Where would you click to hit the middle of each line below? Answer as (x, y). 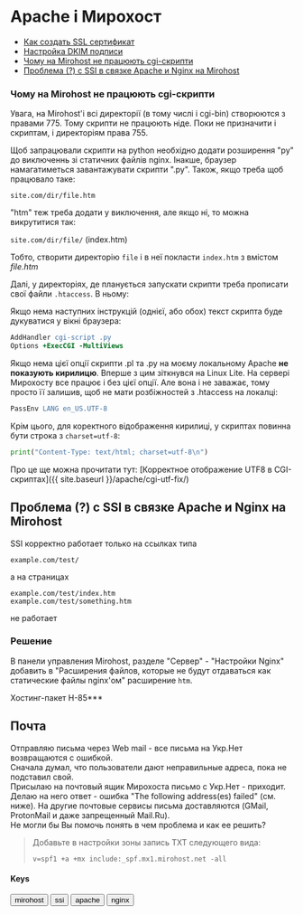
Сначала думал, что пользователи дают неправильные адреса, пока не (149, 767)
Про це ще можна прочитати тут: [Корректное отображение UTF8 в (142, 469)
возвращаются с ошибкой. (62, 758)
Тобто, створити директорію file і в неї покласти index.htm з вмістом (144, 257)
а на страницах (40, 577)
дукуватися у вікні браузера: (66, 321)
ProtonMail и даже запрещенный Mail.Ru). (90, 815)
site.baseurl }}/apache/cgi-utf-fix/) (124, 479)
